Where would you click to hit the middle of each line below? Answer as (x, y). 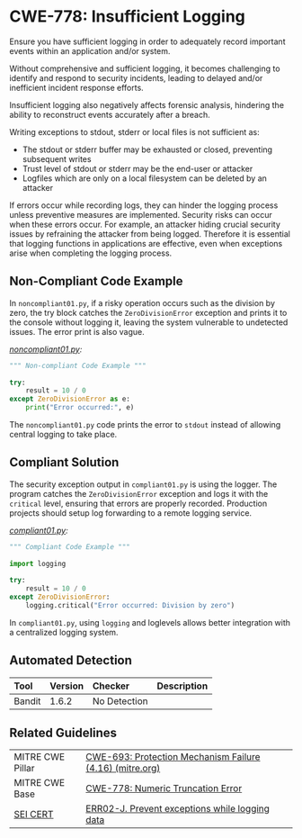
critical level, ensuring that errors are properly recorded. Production (138, 503)
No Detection (120, 701)
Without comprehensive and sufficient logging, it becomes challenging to (145, 68)
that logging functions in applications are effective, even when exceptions (146, 243)
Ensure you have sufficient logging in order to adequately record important (147, 41)
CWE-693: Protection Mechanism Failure (173, 757)
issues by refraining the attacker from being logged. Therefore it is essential (150, 234)
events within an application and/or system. (90, 50)
